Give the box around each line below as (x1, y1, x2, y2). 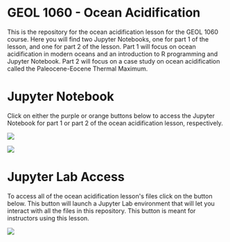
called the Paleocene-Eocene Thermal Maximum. (7, 64, 148, 73)
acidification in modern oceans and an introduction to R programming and (7, 50, 218, 58)
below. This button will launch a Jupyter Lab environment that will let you (7, 199, 215, 207)
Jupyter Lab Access (7, 169, 125, 185)
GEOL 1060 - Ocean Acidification (7, 5, 201, 21)
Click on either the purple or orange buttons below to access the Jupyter (7, 111, 215, 120)
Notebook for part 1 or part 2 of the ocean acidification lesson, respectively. (7, 119, 224, 127)
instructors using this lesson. (7, 214, 90, 222)
